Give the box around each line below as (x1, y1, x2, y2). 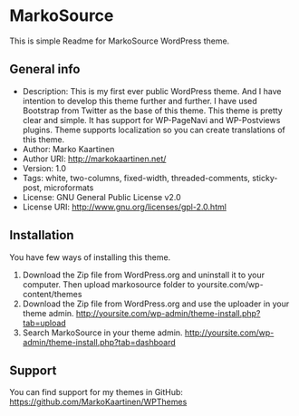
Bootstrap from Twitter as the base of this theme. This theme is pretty (22, 105, 283, 116)
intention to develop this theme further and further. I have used (22, 95, 258, 106)
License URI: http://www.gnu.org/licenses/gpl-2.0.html (22, 201, 227, 212)
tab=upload (22, 317, 66, 328)
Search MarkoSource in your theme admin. (22, 327, 183, 338)
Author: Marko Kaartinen (22, 143, 115, 154)
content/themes (22, 288, 82, 299)
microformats (43, 182, 94, 193)
